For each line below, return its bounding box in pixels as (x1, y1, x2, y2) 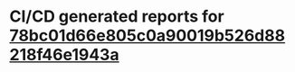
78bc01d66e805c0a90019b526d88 (9, 25, 286, 46)
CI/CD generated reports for (9, 6, 224, 27)
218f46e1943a (9, 45, 119, 65)
